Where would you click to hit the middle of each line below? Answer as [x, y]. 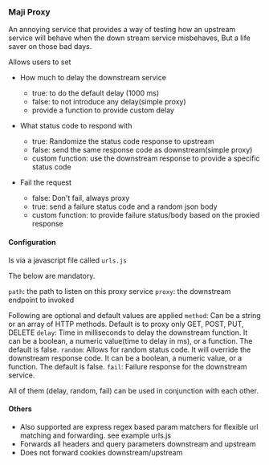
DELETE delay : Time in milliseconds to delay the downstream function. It [128, 332]
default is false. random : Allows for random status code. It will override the [130, 349]
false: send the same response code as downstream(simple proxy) [142, 150]
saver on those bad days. [50, 47]
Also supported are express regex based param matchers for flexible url [139, 426]
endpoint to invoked [41, 300]
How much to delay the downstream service [93, 78]
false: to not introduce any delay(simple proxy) [109, 102]
